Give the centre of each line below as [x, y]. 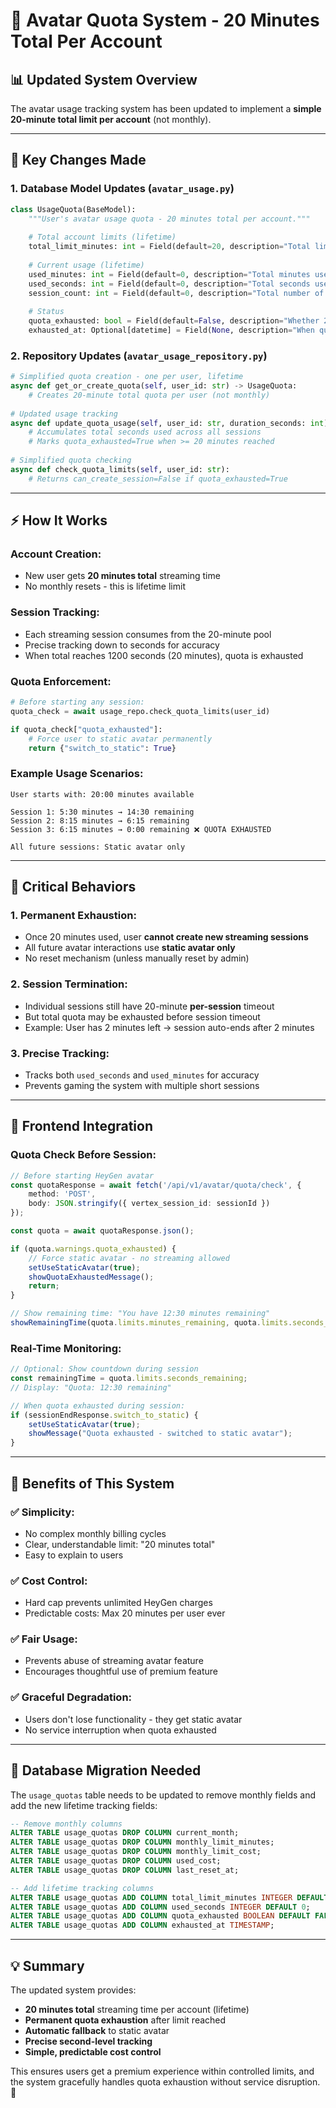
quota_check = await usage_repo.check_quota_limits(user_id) [140, 711]
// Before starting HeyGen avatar [82, 1175]
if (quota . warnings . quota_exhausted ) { [93, 1249]
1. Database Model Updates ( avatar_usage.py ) [122, 189]
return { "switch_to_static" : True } [102, 748]
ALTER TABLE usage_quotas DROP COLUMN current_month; [125, 1833]
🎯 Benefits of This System [92, 1483]
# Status [46, 312]
